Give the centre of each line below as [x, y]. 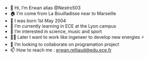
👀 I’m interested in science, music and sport [56, 31]
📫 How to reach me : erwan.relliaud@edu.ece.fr [61, 50]
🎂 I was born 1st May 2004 [38, 21]
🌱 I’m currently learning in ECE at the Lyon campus [63, 26]
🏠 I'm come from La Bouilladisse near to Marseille [63, 13]
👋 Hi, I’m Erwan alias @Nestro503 [45, 8]
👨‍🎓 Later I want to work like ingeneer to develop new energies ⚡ [77, 37]
